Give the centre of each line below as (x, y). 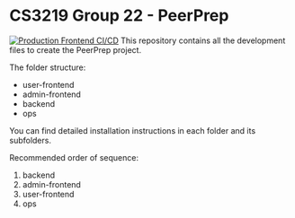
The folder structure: (48, 67)
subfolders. (31, 140)
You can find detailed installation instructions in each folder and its (133, 130)
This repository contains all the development (203, 40)
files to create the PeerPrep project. (76, 49)
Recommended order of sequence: (74, 157)
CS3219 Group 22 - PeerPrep (119, 16)
